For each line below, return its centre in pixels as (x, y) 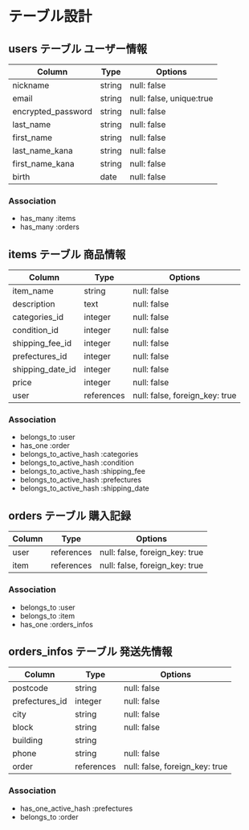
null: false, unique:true (171, 99)
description (34, 304)
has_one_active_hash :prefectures (76, 808)
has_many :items (48, 219)
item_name (33, 291)
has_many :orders (50, 227)
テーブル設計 (50, 16)
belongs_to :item (47, 615)
